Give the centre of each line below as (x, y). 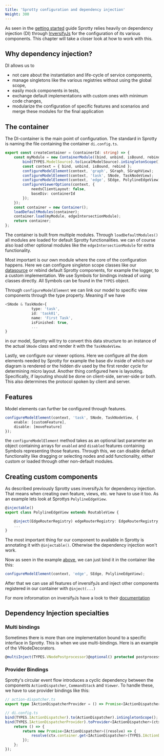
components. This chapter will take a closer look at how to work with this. (79, 38)
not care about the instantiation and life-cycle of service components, (82, 75)
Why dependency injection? (49, 54)
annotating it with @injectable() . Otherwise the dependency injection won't (81, 545)
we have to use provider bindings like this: (47, 690)
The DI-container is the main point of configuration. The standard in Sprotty (81, 139)
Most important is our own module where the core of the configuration (76, 260)
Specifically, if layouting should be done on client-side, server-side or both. (81, 377)
